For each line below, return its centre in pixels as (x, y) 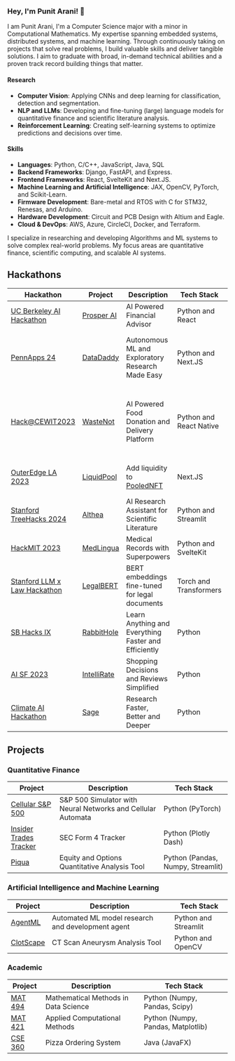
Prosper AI (100, 315)
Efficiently (142, 650)
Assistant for (147, 510)
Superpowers (148, 556)
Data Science (67, 1006)
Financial (141, 315)
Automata (75, 817)
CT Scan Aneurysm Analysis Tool (107, 942)
